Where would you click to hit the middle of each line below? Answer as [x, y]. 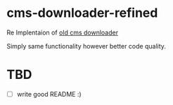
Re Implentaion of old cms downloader [63, 32]
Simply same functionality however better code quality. [86, 46]
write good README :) [49, 94]
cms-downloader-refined [82, 13]
